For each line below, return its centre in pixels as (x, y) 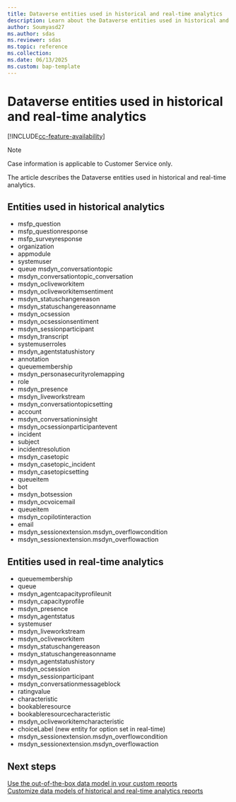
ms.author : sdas (31, 34)
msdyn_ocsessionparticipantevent (67, 427)
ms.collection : (30, 54)
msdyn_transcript (43, 337)
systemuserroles (42, 344)
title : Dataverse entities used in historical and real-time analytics (115, 14)
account (30, 412)
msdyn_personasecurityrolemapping (71, 374)
